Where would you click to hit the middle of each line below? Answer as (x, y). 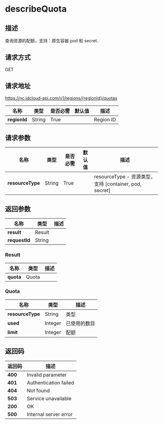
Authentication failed (50, 383)
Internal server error (50, 414)
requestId (19, 240)
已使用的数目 (81, 323)
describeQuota (36, 9)
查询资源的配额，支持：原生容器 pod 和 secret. (52, 41)
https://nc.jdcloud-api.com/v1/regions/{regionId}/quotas (61, 98)
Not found (38, 390)
